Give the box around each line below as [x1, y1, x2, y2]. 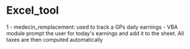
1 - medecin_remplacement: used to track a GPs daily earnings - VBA [6, 23, 178, 30]
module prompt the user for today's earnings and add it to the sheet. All [6, 29, 184, 36]
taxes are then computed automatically [6, 36, 103, 43]
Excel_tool [6, 4, 59, 17]
